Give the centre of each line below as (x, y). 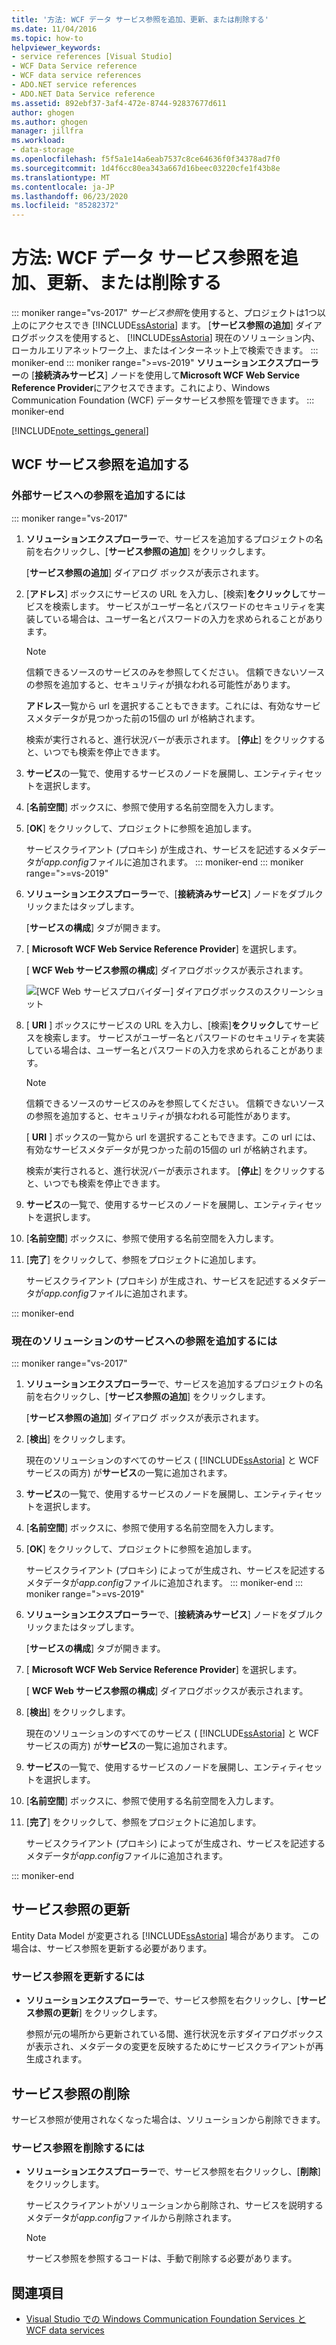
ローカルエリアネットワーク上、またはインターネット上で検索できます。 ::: (165, 350)
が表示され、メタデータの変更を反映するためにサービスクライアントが (170, 2047)
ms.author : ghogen (49, 122)
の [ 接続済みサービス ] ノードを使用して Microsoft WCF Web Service (160, 375)
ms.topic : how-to (47, 38)
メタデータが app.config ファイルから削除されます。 (131, 2218)
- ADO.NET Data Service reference (83, 94)
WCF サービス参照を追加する (101, 464)
